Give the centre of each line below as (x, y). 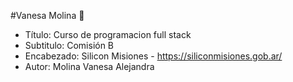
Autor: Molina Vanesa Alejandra (89, 66)
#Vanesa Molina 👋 (47, 15)
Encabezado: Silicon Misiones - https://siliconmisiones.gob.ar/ (153, 56)
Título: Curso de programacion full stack (108, 34)
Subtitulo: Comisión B (69, 45)
